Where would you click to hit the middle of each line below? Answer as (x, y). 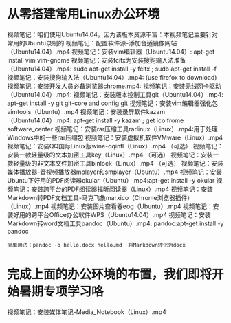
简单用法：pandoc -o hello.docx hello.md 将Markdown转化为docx (96, 245)
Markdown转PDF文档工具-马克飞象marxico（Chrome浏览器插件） (100, 197)
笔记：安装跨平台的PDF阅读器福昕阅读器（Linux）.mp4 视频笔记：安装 (113, 189)
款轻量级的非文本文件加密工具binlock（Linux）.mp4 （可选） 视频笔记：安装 (115, 163)
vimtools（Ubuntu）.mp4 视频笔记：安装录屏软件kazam (86, 111)
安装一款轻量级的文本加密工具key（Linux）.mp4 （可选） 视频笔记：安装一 (113, 155)
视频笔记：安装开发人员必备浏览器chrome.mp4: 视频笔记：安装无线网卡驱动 (114, 86)
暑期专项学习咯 (62, 292)
